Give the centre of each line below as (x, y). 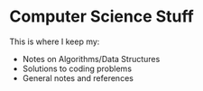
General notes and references (78, 77)
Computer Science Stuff (101, 17)
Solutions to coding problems (77, 68)
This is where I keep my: (55, 41)
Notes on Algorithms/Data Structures (91, 59)
